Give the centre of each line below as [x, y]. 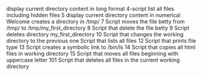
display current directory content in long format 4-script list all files [90, 9]
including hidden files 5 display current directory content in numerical [93, 15]
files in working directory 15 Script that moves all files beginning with [92, 53]
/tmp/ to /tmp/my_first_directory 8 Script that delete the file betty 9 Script [98, 28]
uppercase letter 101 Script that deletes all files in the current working [93, 60]
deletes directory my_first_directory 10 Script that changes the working [95, 34]
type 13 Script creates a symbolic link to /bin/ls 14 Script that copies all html [101, 47]
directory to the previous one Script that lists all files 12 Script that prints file [101, 41]
